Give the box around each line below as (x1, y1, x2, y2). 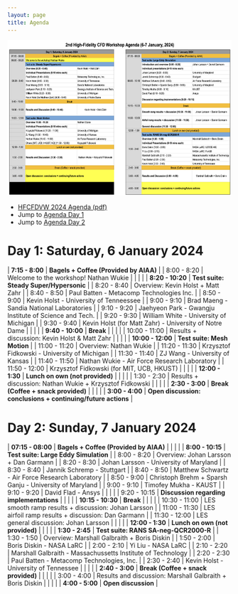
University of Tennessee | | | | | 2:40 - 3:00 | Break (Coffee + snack (7, 564, 207, 573)
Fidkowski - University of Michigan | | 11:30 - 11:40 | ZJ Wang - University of (7, 349, 229, 358)
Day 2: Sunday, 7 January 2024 (7, 420, 197, 435)
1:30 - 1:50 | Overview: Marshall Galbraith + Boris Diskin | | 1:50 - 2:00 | (7, 534, 215, 542)
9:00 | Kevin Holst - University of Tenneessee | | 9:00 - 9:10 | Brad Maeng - (7, 296, 229, 305)
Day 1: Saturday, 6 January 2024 (7, 243, 204, 259)
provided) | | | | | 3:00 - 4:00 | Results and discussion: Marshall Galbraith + (7, 571, 227, 580)
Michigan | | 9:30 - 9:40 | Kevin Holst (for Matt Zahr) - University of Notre (7, 319, 222, 327)
